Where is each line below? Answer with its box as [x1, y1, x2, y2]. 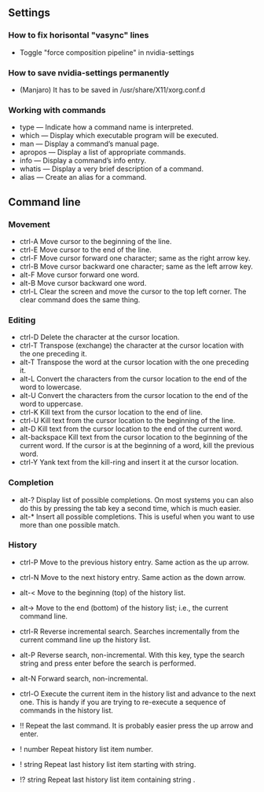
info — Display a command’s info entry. [19, 156, 147, 166]
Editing [8, 314, 36, 325]
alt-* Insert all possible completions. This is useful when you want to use [19, 512, 255, 521]
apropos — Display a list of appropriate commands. [19, 148, 186, 157]
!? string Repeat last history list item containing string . [19, 775, 196, 784]
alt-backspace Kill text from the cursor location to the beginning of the [19, 432, 248, 442]
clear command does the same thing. [19, 294, 141, 305]
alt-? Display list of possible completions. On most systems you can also [19, 495, 254, 505]
